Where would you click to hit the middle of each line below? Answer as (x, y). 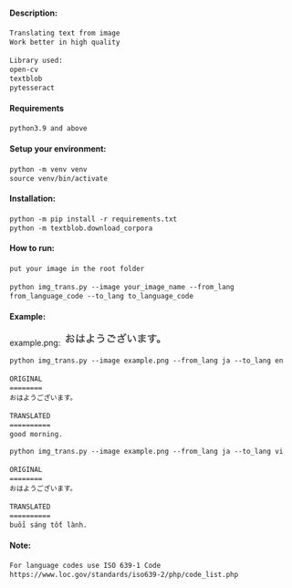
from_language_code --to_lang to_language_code (102, 297)
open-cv (24, 70)
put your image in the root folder (77, 269)
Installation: (33, 199)
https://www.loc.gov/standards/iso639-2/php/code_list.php (124, 575)
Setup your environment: (58, 149)
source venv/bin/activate (58, 178)
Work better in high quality (65, 42)
